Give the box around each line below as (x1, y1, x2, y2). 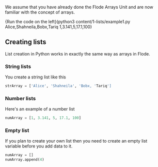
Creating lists (5, 38, 47, 46)
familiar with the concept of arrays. (5, 9, 75, 15)
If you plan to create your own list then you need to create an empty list (5, 138, 148, 144)
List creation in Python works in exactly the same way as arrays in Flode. (5, 51, 150, 56)
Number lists (5, 95, 36, 102)
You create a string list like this (5, 74, 66, 80)
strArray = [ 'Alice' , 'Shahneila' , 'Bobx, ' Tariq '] (5, 84, 111, 89)
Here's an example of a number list (5, 106, 75, 112)
